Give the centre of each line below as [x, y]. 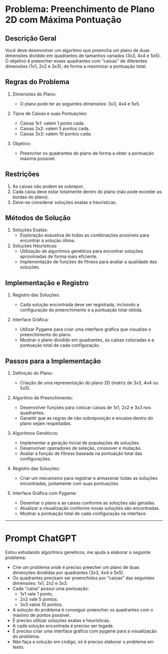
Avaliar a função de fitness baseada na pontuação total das [81, 453]
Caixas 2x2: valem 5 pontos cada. [55, 128]
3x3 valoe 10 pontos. [41, 604]
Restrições [22, 174]
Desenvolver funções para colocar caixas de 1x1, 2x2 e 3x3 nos [85, 408]
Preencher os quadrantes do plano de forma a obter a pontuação [87, 153]
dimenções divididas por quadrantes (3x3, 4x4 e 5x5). [68, 572]
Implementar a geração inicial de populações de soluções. [80, 443]
